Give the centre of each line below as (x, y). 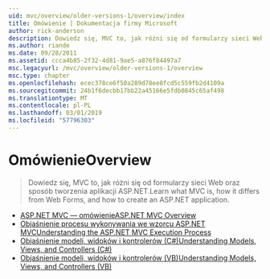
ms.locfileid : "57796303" (51, 121)
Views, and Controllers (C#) (66, 249)
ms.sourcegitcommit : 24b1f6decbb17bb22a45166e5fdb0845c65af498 (117, 90)
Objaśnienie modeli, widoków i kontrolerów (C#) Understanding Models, (138, 240)
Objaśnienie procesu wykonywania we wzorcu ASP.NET (113, 224)
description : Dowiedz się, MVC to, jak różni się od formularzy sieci (129, 38)
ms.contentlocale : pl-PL (50, 105)
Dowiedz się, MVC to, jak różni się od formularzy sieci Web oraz (134, 183)
